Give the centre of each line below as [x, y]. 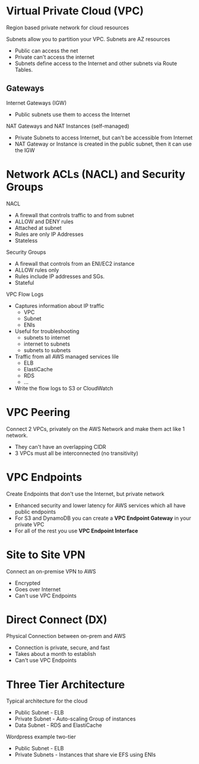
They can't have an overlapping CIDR [60, 446]
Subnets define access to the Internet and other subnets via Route [96, 63]
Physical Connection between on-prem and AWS [66, 636]
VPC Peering [38, 412]
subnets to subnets [47, 350]
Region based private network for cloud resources [68, 27]
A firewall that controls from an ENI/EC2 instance [75, 263]
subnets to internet [47, 337]
